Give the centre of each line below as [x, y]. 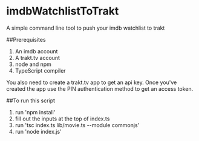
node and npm [33, 64]
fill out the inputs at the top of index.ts [62, 119]
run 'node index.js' [38, 131]
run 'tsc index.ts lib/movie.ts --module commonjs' [77, 125]
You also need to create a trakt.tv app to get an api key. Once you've [92, 82]
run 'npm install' [35, 112]
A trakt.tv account [38, 57]
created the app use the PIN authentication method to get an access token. [100, 88]
